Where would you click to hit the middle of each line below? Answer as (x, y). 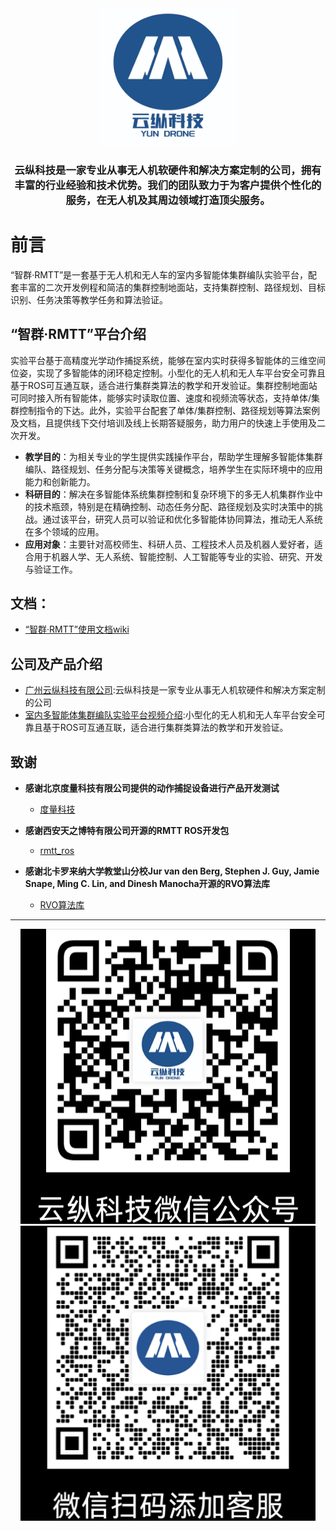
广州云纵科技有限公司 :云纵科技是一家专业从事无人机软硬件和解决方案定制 (175, 690)
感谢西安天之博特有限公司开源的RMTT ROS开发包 (127, 831)
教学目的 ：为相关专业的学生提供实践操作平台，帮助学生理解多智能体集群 (173, 456)
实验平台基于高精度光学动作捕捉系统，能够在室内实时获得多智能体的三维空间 (168, 360)
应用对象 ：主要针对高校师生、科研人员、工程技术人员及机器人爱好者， (169, 544)
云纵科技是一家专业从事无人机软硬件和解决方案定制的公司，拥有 (168, 170)
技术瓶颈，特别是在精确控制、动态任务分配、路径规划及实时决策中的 (174, 506)
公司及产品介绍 (56, 663)
